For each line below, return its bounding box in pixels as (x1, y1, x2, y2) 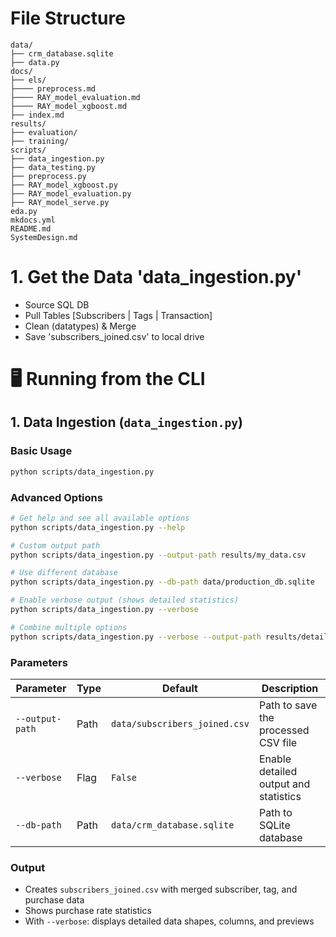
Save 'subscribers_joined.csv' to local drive (24, 330, 205, 342)
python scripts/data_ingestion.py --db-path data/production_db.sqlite (10, 577, 315, 587)
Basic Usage (10, 444, 73, 458)
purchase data (24, 894, 85, 906)
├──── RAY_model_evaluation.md (10, 92, 141, 102)
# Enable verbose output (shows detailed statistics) (10, 595, 240, 606)
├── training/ (10, 136, 70, 146)
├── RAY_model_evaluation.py (10, 188, 132, 199)
